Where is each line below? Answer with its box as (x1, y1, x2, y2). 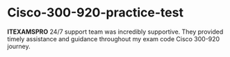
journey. (7, 42, 31, 50)
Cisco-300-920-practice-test (7, 5, 184, 21)
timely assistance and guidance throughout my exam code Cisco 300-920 (7, 34, 220, 43)
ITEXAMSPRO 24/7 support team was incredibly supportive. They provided (7, 27, 224, 36)
